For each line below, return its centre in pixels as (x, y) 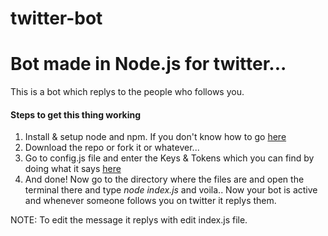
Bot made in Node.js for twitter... (148, 64)
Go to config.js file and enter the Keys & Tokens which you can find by (169, 158)
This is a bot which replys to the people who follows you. (127, 92)
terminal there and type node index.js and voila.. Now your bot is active (171, 190)
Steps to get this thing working (76, 114)
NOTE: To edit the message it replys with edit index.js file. (129, 220)
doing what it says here (73, 169)
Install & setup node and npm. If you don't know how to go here (155, 137)
